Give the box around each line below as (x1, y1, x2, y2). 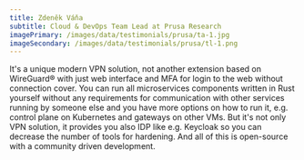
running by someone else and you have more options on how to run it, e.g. (9, 102, 289, 114)
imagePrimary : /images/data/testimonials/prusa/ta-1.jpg (9, 30, 230, 39)
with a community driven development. (9, 141, 157, 152)
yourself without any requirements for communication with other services (9, 93, 285, 104)
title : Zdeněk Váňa (9, 13, 84, 23)
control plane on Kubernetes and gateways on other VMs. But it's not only (9, 112, 287, 123)
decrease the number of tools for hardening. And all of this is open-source (9, 131, 289, 142)
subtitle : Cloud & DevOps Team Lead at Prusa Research (9, 22, 222, 31)
